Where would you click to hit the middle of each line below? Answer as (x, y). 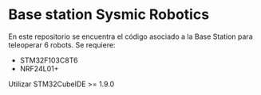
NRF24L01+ (39, 68)
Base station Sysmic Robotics (109, 15)
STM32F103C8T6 (49, 60)
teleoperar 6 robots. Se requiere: (62, 44)
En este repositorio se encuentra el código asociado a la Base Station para (130, 36)
